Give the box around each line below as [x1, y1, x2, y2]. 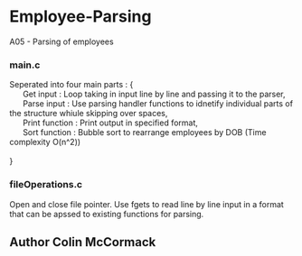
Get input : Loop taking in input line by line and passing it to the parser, [22, 88, 287, 100]
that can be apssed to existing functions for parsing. [9, 208, 204, 219]
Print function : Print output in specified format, [22, 117, 199, 128]
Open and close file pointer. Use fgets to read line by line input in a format [9, 198, 285, 209]
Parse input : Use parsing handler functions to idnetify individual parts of [22, 98, 294, 109]
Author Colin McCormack [9, 234, 156, 250]
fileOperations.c [9, 178, 83, 191]
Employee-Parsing [9, 6, 152, 27]
